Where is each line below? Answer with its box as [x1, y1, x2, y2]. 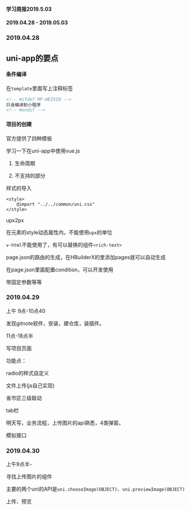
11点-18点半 [6, 332, 34, 339]
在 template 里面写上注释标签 [6, 85, 73, 92]
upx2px [6, 216, 24, 223]
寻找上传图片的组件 [6, 473, 52, 480]
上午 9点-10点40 [6, 307, 45, 314]
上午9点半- [6, 461, 33, 468]
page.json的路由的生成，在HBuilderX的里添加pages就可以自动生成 [6, 253, 166, 260]
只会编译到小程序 [6, 102, 41, 108]
